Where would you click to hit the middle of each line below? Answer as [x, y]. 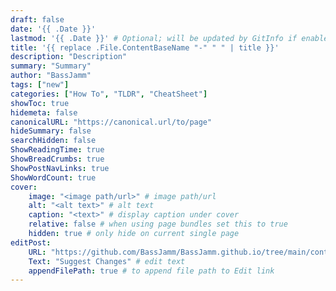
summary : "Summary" [51, 66]
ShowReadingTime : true [57, 150]
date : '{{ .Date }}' [53, 29]
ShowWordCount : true [53, 177]
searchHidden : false [53, 141]
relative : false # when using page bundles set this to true [158, 224]
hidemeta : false [44, 112]
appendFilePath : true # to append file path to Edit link [151, 271]
